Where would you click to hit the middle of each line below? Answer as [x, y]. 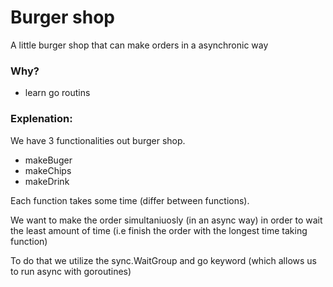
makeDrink [47, 181]
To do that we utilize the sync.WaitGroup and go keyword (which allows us [163, 260]
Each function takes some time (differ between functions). [130, 200]
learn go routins [57, 93]
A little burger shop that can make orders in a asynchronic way [139, 45]
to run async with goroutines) [71, 271]
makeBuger [48, 160]
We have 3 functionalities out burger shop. [98, 140]
